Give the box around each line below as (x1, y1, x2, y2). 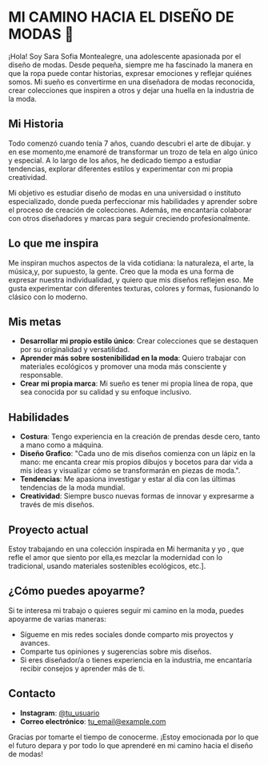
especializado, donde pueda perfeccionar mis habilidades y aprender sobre (8, 196, 258, 206)
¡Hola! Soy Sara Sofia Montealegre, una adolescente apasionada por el (8, 51, 242, 61)
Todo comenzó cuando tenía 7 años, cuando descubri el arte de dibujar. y (8, 138, 251, 148)
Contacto (8, 687, 56, 700)
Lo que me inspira (8, 237, 99, 250)
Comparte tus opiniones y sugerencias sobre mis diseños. (19, 647, 212, 656)
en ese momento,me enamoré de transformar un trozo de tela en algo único (8, 146, 258, 156)
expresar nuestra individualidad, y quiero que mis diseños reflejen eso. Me (8, 274, 254, 284)
